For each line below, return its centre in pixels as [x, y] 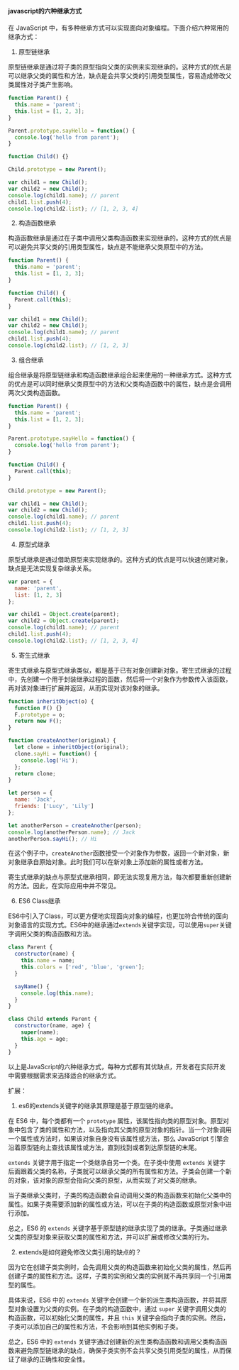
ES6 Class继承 [39, 901]
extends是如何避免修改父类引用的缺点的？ [80, 1252]
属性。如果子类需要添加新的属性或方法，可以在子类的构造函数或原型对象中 [117, 1204]
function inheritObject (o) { [51, 701]
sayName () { [32, 986]
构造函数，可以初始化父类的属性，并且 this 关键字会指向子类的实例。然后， [119, 1317]
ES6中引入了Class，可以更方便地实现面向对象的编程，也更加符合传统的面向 [118, 916]
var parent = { [30, 582]
